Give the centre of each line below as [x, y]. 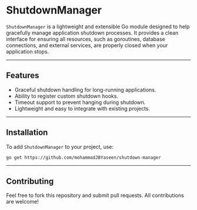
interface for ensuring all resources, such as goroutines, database [86, 39]
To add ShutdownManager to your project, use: [60, 146]
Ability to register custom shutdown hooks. [66, 96]
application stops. [28, 51]
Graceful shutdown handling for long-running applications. [85, 89]
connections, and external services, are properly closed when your [87, 45]
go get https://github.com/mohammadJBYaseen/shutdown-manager [84, 157]
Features [23, 76]
